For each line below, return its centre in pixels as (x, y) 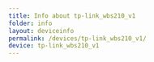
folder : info (30, 23)
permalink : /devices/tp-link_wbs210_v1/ (78, 38)
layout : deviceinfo (41, 31)
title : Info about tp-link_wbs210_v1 (72, 16)
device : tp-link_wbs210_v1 (54, 46)
